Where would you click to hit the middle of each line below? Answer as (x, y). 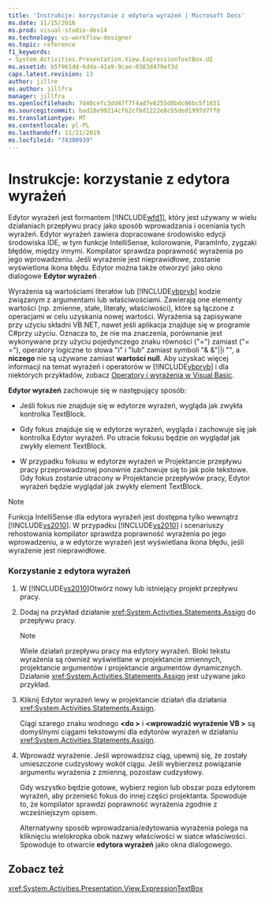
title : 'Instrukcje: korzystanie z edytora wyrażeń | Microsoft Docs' (127, 15)
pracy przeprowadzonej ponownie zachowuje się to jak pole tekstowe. (134, 470)
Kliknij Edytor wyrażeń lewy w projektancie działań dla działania (123, 699)
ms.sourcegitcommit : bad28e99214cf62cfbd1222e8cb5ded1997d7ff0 (114, 111)
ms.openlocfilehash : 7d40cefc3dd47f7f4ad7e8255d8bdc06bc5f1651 (114, 103)
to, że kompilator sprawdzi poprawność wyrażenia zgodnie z (118, 804)
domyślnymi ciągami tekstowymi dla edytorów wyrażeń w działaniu (129, 732)
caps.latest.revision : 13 (50, 74)
